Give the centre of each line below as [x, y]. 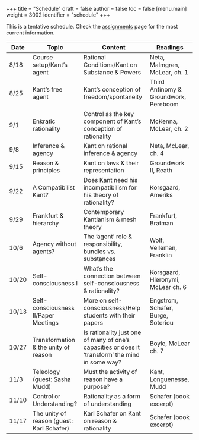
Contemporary [104, 212]
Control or [46, 396]
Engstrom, [164, 301]
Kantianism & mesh [110, 219]
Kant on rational [105, 146]
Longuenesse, [170, 379]
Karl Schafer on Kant [112, 414]
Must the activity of [110, 372]
